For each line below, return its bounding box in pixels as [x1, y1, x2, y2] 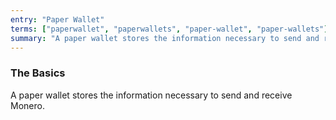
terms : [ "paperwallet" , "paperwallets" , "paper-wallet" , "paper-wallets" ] [10, 24, 329, 34]
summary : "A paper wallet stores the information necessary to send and [10, 33, 320, 43]
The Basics [10, 66, 66, 80]
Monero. [10, 99, 45, 111]
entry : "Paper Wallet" [10, 14, 105, 25]
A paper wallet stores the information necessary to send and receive [10, 89, 293, 101]
